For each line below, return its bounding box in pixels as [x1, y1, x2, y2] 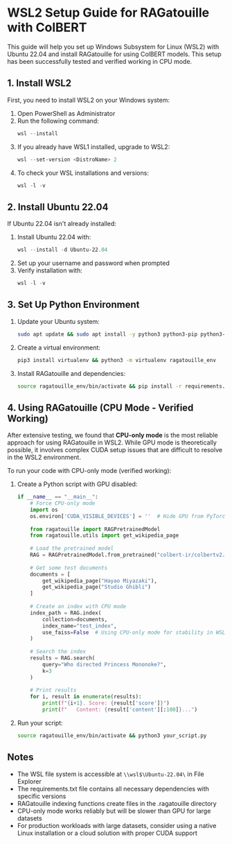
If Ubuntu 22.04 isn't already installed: [7, 220, 116, 228]
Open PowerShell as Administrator [17, 109, 116, 117]
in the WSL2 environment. [7, 453, 82, 462]
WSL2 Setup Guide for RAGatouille [7, 5, 210, 21]
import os [30, 506, 58, 513]
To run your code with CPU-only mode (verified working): [7, 467, 172, 475]
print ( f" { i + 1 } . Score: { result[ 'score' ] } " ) [42, 700, 170, 707]
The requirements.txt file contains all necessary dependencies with [17, 784, 210, 793]
